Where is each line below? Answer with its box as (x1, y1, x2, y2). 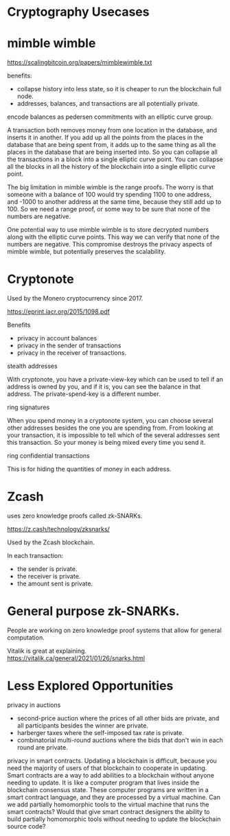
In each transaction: (7, 552, 64, 559)
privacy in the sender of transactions (16, 341, 122, 350)
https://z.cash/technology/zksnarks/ (7, 525, 110, 533)
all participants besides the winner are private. (16, 721, 149, 730)
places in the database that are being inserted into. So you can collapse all (7, 148, 218, 156)
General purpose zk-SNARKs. (7, 603, 180, 619)
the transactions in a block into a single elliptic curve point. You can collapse (7, 155, 223, 163)
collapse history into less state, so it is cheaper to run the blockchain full (16, 85, 222, 93)
